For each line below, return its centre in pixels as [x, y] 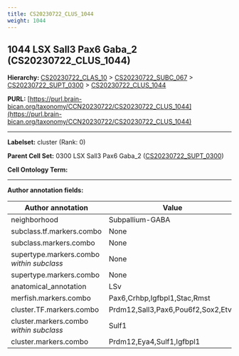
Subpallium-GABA [139, 220]
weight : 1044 [27, 21]
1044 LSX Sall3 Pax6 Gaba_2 [72, 49]
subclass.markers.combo [53, 243]
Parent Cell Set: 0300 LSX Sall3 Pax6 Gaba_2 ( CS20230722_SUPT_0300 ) [116, 156]
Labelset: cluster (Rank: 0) [47, 142]
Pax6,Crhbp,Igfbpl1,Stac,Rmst [159, 298]
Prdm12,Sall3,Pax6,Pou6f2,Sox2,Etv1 [172, 310]
